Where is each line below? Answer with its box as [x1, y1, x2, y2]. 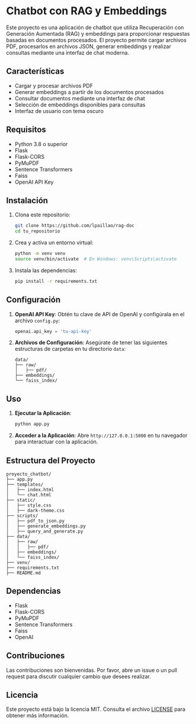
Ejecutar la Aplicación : [14, 410, 72, 417]
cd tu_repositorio [14, 228, 60, 234]
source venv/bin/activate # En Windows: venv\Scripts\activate [14, 256, 177, 262]
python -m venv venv [14, 251, 66, 257]
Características [6, 67, 65, 77]
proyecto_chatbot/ [6, 471, 52, 477]
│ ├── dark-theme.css [6, 507, 65, 514]
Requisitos [6, 125, 46, 135]
